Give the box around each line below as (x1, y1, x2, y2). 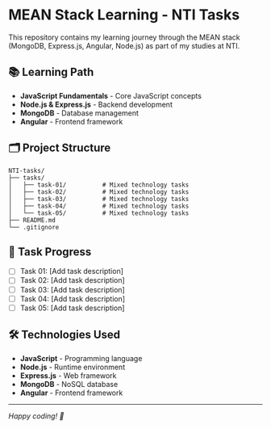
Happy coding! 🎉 (8, 410, 65, 421)
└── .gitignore (8, 223, 60, 231)
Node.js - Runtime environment (19, 362, 126, 372)
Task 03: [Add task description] (19, 284, 125, 294)
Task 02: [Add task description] (19, 275, 125, 285)
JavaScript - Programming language (19, 353, 143, 363)
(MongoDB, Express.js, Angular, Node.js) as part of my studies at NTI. (8, 40, 240, 50)
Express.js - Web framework (19, 370, 117, 381)
